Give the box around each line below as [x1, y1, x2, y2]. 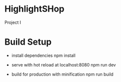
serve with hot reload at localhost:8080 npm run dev [11, 62, 116, 67]
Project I [4, 19, 21, 25]
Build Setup [4, 36, 52, 48]
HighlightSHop [4, 3, 65, 15]
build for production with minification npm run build [11, 71, 114, 77]
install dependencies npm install [11, 52, 76, 58]
